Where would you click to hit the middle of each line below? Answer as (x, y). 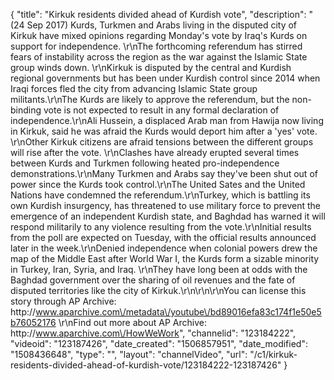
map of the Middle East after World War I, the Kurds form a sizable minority (165, 258)
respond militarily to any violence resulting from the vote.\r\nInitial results (161, 227)
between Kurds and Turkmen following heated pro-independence (145, 163)
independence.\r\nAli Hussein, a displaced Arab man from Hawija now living (167, 120)
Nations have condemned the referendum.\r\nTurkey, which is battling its (160, 195)
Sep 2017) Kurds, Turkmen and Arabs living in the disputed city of (162, 25)
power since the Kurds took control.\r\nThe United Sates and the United (158, 184)
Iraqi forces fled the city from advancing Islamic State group (134, 88)
